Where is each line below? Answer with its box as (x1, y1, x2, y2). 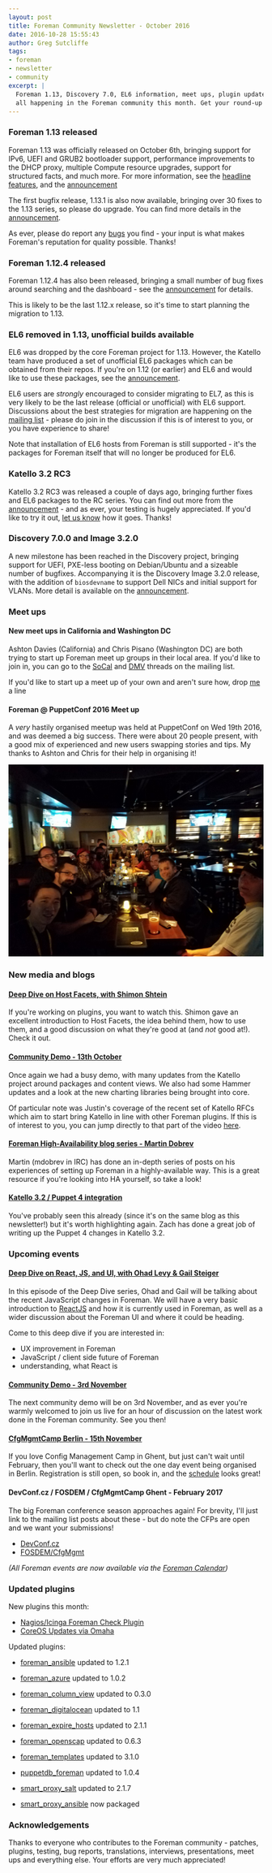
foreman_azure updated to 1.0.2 (19, 1673, 126, 1683)
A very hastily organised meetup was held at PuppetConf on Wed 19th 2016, (8, 723, 262, 733)
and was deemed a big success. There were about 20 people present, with (8, 731, 259, 741)
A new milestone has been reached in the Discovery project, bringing (8, 551, 239, 560)
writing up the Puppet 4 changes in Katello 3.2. (8, 1227, 165, 1238)
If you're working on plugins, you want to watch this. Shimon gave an (8, 1007, 239, 1017)
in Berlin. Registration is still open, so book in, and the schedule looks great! (8, 1469, 261, 1478)
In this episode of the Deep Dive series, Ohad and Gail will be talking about (8, 1287, 257, 1296)
